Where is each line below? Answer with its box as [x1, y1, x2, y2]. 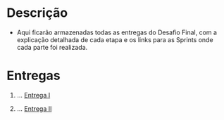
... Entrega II [16, 104, 52, 113]
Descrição [6, 5, 68, 21]
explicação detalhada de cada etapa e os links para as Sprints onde [16, 35, 213, 44]
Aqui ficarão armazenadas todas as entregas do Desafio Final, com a [16, 28, 218, 36]
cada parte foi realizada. [16, 43, 88, 51]
